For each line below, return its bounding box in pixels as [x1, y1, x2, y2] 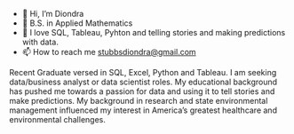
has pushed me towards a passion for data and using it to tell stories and [9, 86, 275, 97]
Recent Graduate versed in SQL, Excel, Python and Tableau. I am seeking [9, 67, 277, 77]
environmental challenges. [9, 114, 107, 124]
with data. [21, 36, 60, 47]
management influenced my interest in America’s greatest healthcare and [9, 105, 278, 115]
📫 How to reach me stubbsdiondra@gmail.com [21, 47, 197, 57]
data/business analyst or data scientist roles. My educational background [9, 76, 278, 87]
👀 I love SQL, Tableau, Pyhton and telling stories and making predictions [21, 28, 286, 37]
